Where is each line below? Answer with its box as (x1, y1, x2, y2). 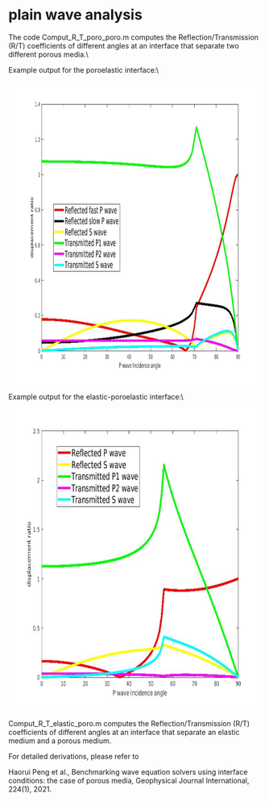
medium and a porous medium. (8, 736, 112, 746)
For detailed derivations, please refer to (8, 751, 139, 761)
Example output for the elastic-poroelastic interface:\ (8, 391, 184, 401)
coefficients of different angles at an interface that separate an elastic (8, 727, 240, 737)
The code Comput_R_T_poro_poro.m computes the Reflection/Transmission (8, 32, 259, 42)
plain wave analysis (8, 6, 143, 24)
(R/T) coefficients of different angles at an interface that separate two (8, 40, 239, 50)
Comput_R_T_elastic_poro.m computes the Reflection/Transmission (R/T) (8, 718, 250, 728)
